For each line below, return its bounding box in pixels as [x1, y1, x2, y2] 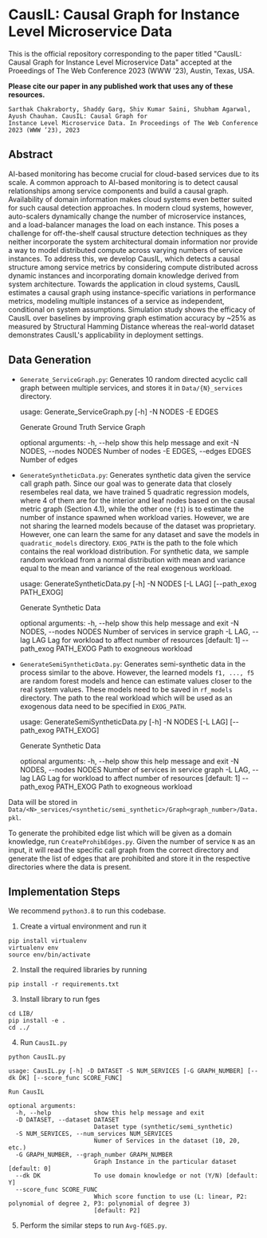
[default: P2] [93, 1207, 141, 1215]
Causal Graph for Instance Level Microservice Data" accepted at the [8, 57, 233, 67]
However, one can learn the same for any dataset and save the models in [19, 529, 260, 539]
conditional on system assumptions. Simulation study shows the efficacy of [8, 305, 256, 314]
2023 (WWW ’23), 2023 [8, 126, 80, 134]
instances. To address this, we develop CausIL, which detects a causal [8, 254, 241, 263]
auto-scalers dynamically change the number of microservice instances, [8, 211, 247, 221]
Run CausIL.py [19, 1038, 68, 1047]
